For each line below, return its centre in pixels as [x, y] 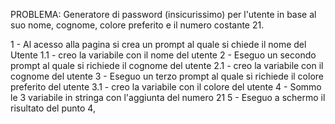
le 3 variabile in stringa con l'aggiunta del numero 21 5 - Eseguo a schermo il [168, 97]
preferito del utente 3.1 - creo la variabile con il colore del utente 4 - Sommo [166, 87]
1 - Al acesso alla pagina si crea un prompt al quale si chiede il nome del [158, 44]
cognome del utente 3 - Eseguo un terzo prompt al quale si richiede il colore [167, 76]
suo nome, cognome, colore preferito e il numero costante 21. [137, 25]
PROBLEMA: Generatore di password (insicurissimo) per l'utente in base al [163, 14]
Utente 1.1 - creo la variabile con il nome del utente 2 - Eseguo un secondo [163, 55]
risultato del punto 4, [53, 108]
